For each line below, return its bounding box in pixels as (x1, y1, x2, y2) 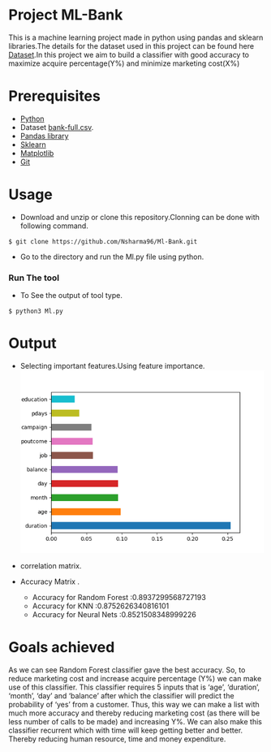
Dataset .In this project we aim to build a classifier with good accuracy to (8, 50, 250, 59)
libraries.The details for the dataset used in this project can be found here (8, 41, 254, 50)
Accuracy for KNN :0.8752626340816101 (32, 601, 170, 611)
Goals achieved (8, 638, 115, 657)
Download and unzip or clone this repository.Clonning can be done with (19, 212, 260, 222)
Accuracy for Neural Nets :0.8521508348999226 (32, 610, 196, 620)
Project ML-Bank (8, 6, 123, 24)
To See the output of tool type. (19, 291, 123, 300)
